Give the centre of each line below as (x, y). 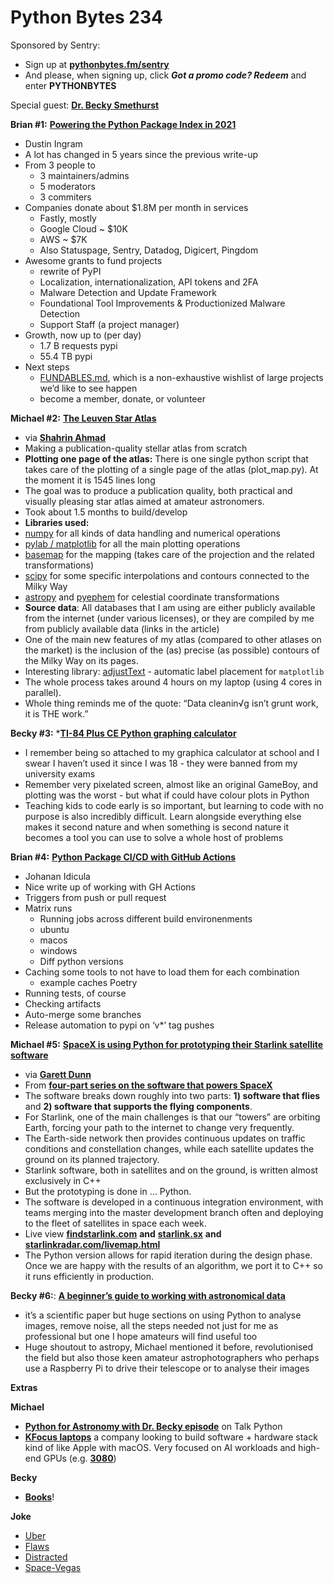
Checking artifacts (63, 1003)
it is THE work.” (56, 713)
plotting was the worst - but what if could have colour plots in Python (167, 795)
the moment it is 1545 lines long (90, 480)
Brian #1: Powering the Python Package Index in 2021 (123, 124)
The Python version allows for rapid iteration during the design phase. (168, 1255)
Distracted (46, 1557)
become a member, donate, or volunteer (122, 398)
